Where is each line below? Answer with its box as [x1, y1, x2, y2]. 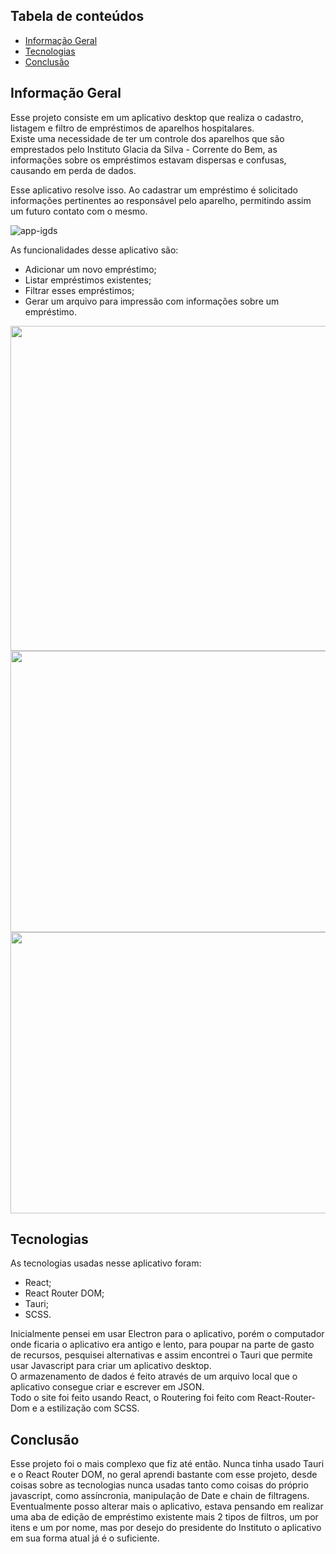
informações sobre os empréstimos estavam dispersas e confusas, [10, 154, 287, 166]
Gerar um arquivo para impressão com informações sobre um [24, 295, 280, 307]
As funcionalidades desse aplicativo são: [10, 244, 179, 256]
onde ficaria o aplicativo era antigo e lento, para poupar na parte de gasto [10, 1339, 315, 1351]
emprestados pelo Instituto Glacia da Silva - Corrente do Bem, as [10, 143, 278, 155]
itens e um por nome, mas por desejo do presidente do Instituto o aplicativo [10, 1522, 322, 1534]
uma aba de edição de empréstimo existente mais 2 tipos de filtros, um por [10, 1511, 319, 1523]
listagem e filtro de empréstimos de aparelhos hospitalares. [10, 122, 255, 134]
